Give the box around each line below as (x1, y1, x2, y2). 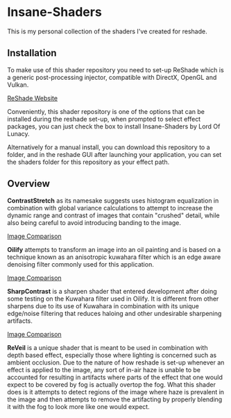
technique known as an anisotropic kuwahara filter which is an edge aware (7, 253, 221, 261)
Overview (7, 178, 51, 190)
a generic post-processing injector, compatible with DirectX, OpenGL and (7, 73, 217, 81)
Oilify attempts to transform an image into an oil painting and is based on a (7, 245, 221, 253)
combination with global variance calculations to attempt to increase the (7, 203, 214, 212)
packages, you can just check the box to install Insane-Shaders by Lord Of (7, 122, 221, 131)
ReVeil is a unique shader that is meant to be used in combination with (7, 343, 208, 351)
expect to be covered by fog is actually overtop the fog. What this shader (7, 380, 216, 389)
